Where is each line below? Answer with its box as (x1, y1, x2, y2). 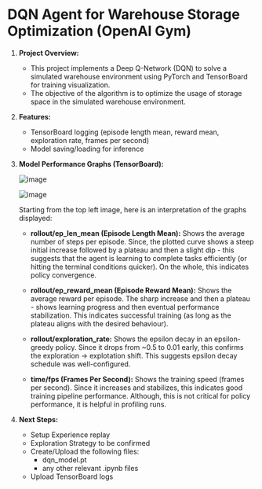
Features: (18, 112, 52, 121)
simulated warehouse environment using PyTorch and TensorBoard (30, 72, 248, 81)
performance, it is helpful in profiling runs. (30, 399, 166, 409)
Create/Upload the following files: (30, 447, 140, 456)
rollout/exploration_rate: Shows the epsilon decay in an (30, 334, 213, 344)
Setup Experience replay (30, 430, 111, 439)
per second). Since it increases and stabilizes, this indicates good (30, 383, 243, 392)
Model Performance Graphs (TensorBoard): (18, 159, 164, 168)
